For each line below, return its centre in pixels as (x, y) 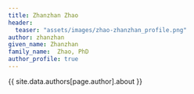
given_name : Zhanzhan (43, 45)
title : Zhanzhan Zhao (43, 15)
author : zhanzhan (36, 37)
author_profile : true (43, 60)
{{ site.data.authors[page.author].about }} (75, 81)
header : (21, 23)
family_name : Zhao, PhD (48, 52)
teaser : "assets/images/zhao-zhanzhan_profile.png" (101, 30)
